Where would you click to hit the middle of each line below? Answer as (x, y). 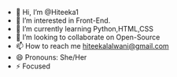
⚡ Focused (33, 66)
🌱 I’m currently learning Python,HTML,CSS (85, 29)
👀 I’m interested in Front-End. (63, 20)
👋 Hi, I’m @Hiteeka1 (47, 12)
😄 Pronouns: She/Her (51, 57)
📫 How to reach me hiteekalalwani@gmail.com (92, 46)
